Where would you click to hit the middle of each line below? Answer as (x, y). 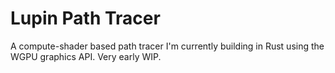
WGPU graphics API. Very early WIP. (86, 56)
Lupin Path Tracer (85, 18)
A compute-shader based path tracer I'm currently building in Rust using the (167, 46)
